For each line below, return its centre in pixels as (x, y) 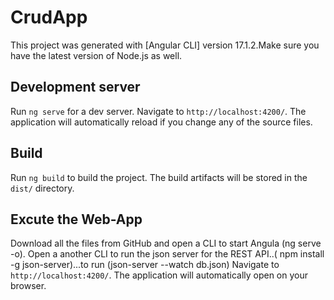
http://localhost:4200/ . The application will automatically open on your (159, 275)
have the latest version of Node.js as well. (96, 55)
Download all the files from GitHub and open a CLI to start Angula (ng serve (166, 243)
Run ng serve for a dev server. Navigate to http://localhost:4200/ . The (158, 111)
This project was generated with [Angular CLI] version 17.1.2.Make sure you (165, 45)
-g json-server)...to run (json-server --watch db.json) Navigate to (145, 265)
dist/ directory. (42, 188)
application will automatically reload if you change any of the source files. (161, 122)
